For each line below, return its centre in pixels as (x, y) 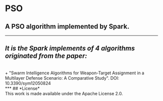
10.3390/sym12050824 (28, 83)
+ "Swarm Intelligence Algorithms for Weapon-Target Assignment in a (75, 73)
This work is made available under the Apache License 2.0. (64, 93)
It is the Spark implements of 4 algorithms (70, 48)
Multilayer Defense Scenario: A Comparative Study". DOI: (62, 78)
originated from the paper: (46, 56)
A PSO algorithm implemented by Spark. (67, 26)
